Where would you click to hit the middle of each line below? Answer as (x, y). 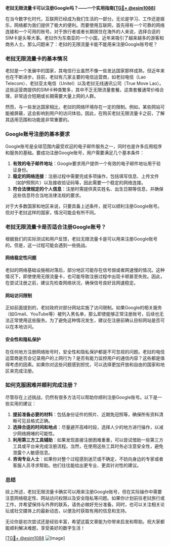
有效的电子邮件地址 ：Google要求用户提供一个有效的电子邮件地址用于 (84, 163)
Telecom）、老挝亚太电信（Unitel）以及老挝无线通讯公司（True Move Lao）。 (84, 83)
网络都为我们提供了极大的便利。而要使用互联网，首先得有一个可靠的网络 (89, 25)
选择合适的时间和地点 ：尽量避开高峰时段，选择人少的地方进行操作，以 (86, 427)
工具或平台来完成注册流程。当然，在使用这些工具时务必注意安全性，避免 (88, 446)
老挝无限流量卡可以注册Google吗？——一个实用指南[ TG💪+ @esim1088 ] (80, 8)
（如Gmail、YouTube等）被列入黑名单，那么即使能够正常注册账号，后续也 (82, 314)
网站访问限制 (18, 295)
